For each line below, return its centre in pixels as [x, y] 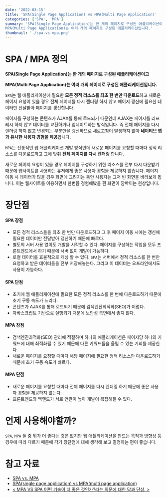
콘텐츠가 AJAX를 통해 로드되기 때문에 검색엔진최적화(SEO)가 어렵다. [79, 306]
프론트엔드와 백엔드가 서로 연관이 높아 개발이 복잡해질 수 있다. [72, 399]
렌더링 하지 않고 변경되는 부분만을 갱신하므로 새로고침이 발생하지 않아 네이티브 [81, 131]
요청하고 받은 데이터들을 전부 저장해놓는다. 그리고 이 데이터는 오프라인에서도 [86, 263]
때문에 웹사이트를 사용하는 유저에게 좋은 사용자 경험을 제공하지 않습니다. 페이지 [82, 171]
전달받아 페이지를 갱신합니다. [46, 107]
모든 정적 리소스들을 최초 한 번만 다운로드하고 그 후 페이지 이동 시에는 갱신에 [86, 232]
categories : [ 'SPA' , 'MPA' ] [34, 19]
